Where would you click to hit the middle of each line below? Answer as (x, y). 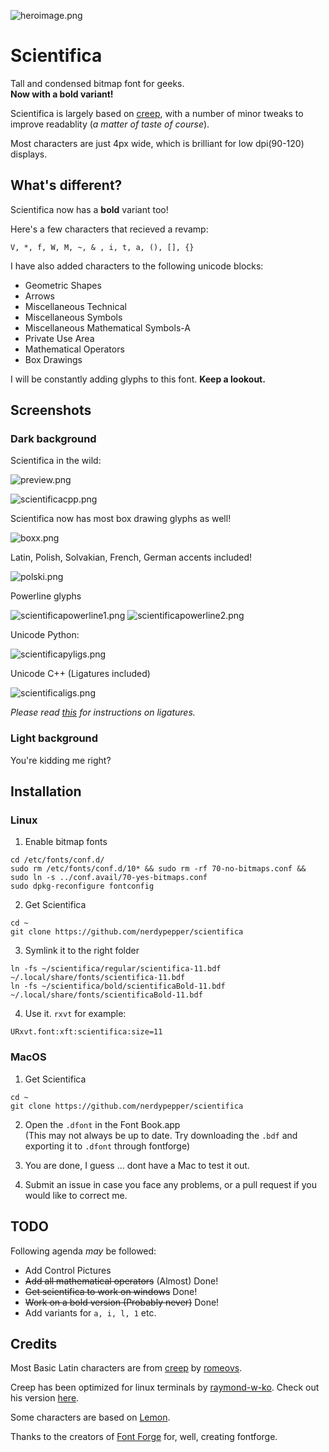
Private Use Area (59, 338)
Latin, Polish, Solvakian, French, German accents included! (131, 557)
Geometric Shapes (63, 285)
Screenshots (51, 410)
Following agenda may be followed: (83, 1251)
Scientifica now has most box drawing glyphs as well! (121, 519)
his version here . (45, 1398)
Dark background (53, 439)
